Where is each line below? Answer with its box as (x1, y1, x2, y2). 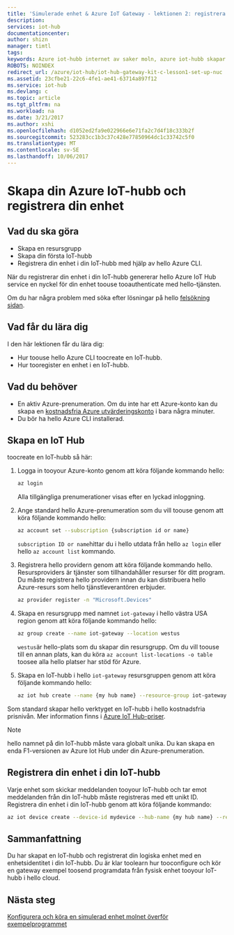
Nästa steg (7, 894, 56, 906)
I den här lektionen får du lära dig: (7, 339, 104, 348)
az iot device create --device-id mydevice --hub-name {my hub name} (7, 813, 214, 820)
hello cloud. (26, 874, 61, 882)
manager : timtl (7, 43, 52, 50)
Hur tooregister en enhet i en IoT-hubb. (17, 360, 130, 369)
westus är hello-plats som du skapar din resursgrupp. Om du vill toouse (17, 642, 219, 651)
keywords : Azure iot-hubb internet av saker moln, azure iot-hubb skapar (7, 56, 226, 63)
